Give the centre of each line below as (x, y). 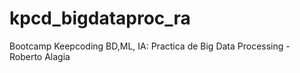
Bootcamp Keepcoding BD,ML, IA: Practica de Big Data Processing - (150, 46)
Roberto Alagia (40, 56)
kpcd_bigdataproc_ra (100, 18)
